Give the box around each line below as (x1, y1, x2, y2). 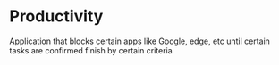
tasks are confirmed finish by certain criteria (9, 45, 173, 55)
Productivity (9, 6, 104, 27)
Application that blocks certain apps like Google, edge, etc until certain (9, 36, 271, 46)
